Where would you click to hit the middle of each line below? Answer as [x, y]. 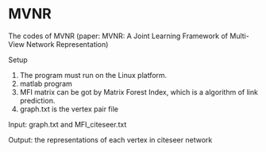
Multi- [240, 36]
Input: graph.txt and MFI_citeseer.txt [67, 124]
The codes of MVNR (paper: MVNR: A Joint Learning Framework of [118, 36]
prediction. [37, 100]
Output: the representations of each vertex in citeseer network [110, 139]
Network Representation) [67, 44]
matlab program [46, 84]
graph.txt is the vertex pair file [69, 109]
